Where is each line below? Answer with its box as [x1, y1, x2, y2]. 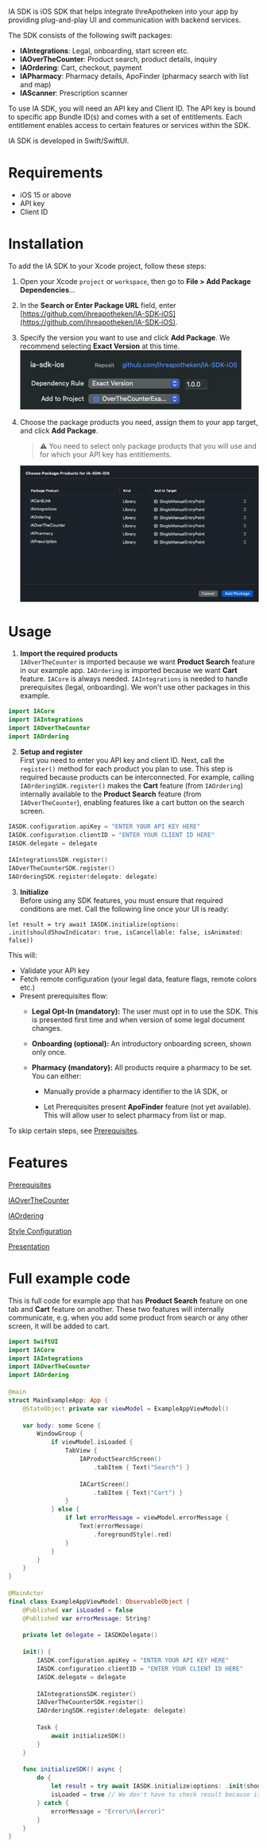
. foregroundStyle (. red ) [93, 1531, 172, 1539]
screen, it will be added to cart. [8, 1321, 110, 1331]
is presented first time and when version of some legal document [31, 1014, 245, 1025]
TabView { [64, 1447, 98, 1455]
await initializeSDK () [50, 1732, 126, 1740]
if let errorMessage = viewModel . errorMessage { [64, 1514, 229, 1522]
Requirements [8, 164, 103, 182]
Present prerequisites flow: [19, 990, 109, 1001]
